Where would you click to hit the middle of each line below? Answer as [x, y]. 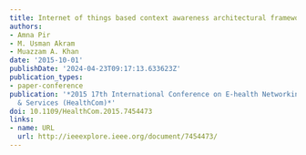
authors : [26, 26]
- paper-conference [46, 86]
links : [22, 119]
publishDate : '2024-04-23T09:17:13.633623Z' [95, 69]
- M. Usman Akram [42, 43]
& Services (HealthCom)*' [67, 103]
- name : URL [32, 129]
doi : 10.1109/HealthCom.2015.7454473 [81, 111]
